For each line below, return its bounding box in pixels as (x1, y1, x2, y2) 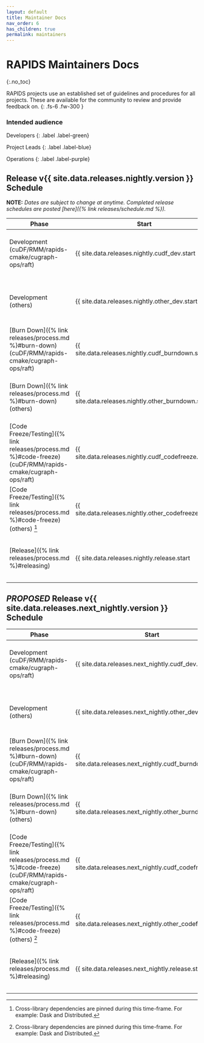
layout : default (6, 9, 47, 15)
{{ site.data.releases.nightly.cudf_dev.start (75, 249, 195, 258)
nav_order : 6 (6, 20, 39, 26)
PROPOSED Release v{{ (6, 593, 97, 603)
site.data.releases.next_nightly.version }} (6, 603, 169, 613)
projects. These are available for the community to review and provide (6, 96, 182, 104)
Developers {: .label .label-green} (6, 132, 90, 139)
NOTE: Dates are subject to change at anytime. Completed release (6, 199, 174, 206)
